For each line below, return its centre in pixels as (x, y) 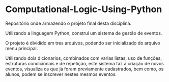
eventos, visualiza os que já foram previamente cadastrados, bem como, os (84, 69)
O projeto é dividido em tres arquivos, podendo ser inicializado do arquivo (83, 43)
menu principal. (22, 48)
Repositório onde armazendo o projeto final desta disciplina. (68, 23)
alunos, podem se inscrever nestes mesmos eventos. (61, 74)
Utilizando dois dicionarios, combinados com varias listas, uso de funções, (83, 58)
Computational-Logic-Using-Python (84, 9)
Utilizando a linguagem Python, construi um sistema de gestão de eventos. (84, 33)
